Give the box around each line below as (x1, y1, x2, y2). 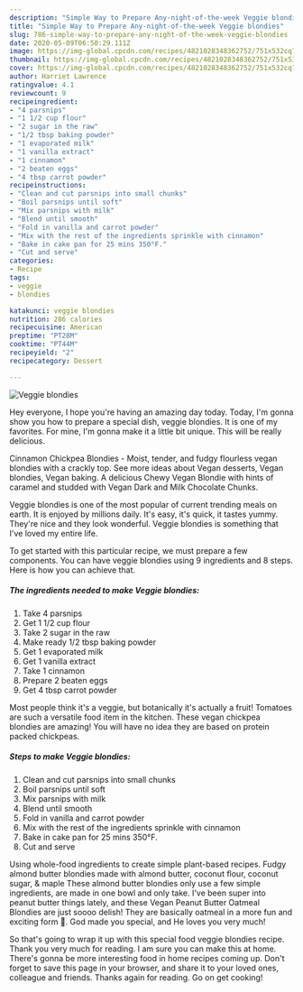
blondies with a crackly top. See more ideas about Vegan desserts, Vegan (9, 462, 284, 473)
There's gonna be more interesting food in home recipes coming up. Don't (9, 952, 285, 963)
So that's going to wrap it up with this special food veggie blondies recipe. (9, 933, 285, 944)
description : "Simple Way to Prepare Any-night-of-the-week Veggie (9, 13, 269, 23)
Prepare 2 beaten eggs (22, 675, 108, 685)
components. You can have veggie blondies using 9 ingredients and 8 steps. (9, 555, 293, 565)
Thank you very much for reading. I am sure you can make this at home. (9, 943, 277, 954)
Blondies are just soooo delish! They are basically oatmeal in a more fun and (9, 906, 293, 917)
